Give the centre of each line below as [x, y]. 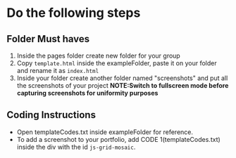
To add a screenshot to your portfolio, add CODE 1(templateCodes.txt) [119, 139]
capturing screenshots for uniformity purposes [87, 93]
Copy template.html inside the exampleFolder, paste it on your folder [117, 63]
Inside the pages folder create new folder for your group [98, 55]
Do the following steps [74, 13]
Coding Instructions [51, 115]
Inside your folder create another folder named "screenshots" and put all [122, 78]
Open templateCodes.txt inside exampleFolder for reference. [105, 132]
